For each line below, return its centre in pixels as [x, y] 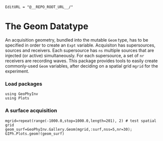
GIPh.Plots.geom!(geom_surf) [35, 134]
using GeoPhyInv [22, 94]
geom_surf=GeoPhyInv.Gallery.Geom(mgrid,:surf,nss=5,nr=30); [69, 129]
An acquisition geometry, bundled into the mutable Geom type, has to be [77, 40]
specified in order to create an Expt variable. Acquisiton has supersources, [80, 45]
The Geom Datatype [47, 26]
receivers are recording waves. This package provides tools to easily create [81, 61]
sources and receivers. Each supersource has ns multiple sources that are [80, 50]
